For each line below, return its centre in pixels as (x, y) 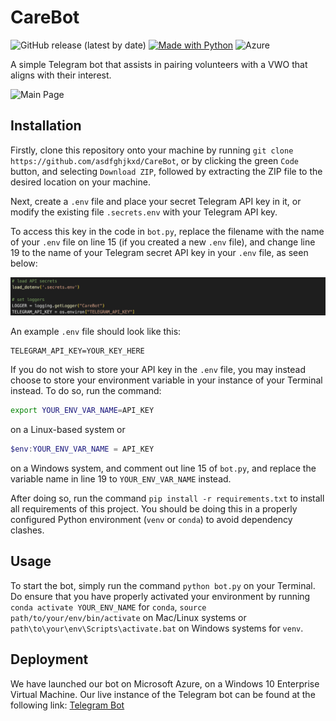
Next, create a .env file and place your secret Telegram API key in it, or (156, 201)
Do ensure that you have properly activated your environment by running (160, 596)
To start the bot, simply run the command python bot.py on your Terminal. (163, 585)
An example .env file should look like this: (96, 332)
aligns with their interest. (61, 75)
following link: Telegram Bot (67, 705)
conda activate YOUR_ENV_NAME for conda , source (108, 607)
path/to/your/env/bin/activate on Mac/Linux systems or (128, 617)
